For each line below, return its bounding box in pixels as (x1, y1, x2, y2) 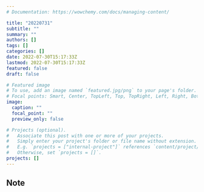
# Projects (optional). (6, 127, 67, 133)
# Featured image (6, 82, 50, 88)
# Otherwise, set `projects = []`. (6, 150, 102, 156)
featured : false (6, 65, 47, 71)
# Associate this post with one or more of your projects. (6, 132, 165, 139)
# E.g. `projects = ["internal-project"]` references (6, 144, 151, 150)
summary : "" (6, 31, 36, 37)
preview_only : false (12, 116, 64, 122)
